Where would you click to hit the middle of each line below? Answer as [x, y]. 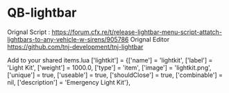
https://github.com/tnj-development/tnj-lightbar [75, 46]
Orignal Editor [150, 39]
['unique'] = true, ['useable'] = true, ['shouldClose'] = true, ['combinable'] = [115, 75]
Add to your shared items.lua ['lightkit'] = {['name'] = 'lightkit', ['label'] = [110, 60]
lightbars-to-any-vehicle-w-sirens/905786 [68, 39]
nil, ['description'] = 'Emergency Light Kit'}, [69, 82]
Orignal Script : [29, 32]
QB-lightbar [42, 13]
